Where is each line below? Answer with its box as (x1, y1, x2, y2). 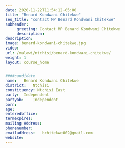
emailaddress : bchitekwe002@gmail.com (5, 130, 93, 135)
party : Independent (5, 92, 50, 97)
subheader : (5, 21, 29, 27)
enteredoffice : (5, 111, 38, 116)
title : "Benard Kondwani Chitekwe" (5, 12, 81, 17)
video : (5, 45, 19, 51)
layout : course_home (5, 60, 50, 65)
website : (5, 135, 24, 140)
